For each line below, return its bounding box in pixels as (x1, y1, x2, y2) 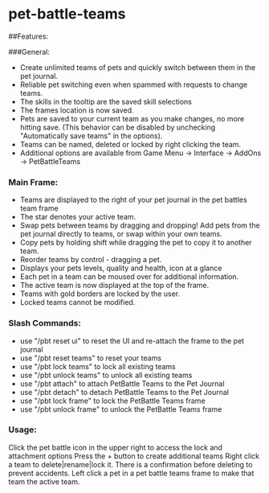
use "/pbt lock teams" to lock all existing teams (19, 361, 176, 371)
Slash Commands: (8, 318, 82, 329)
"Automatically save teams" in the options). (19, 130, 163, 141)
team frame (19, 203, 59, 213)
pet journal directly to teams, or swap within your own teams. (19, 229, 222, 239)
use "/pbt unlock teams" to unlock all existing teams (19, 370, 193, 380)
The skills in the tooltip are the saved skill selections (19, 97, 193, 106)
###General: (8, 47, 51, 56)
